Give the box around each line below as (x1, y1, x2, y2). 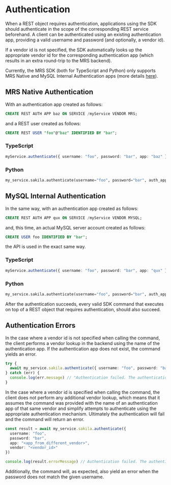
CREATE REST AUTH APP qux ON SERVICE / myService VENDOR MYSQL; (5, 215, 142, 220)
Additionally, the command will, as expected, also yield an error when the (5, 469, 159, 475)
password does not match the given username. (5, 474, 104, 480)
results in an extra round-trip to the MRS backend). (5, 57, 112, 63)
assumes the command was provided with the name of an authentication (5, 400, 158, 406)
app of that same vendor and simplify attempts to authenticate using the (5, 405, 157, 411)
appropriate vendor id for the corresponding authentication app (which (5, 52, 154, 58)
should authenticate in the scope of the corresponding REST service (5, 26, 149, 32)
